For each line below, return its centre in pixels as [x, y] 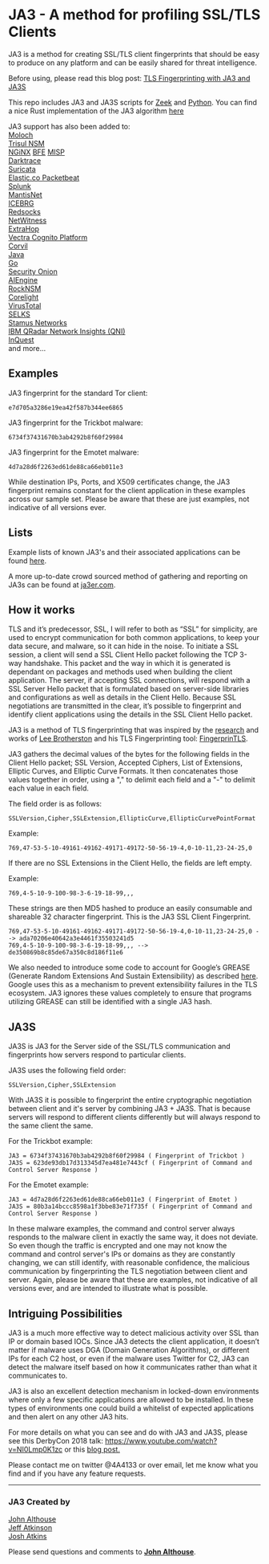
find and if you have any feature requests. [77, 1473]
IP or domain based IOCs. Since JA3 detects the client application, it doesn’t [134, 1341]
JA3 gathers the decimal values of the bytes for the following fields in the [129, 754]
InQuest [21, 340]
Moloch [21, 135]
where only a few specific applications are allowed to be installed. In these [131, 1400]
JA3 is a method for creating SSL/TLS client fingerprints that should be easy [134, 54]
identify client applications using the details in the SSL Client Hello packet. [130, 715]
